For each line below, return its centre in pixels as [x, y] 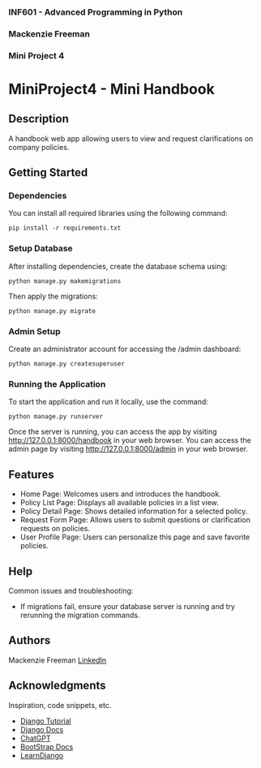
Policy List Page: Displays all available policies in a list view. [119, 503]
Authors [30, 640]
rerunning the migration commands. [80, 615]
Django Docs [42, 729]
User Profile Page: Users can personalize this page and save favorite [135, 537]
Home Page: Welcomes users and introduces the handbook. [120, 494]
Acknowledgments [58, 686]
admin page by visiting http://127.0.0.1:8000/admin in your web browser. [128, 449]
